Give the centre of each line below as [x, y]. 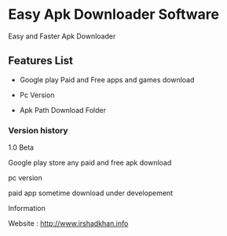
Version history [38, 130]
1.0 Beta [21, 147]
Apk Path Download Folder [63, 110]
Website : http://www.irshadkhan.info [68, 223]
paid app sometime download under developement [91, 193]
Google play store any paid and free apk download [90, 163]
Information [27, 209]
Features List [40, 61]
